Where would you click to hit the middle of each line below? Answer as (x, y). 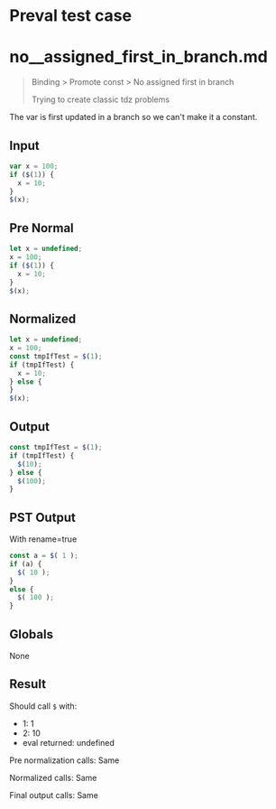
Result (28, 684)
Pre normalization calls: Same (64, 760)
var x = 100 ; (34, 166)
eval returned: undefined (69, 742)
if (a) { (26, 564)
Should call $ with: (43, 706)
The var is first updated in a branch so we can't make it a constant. (133, 117)
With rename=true (43, 539)
